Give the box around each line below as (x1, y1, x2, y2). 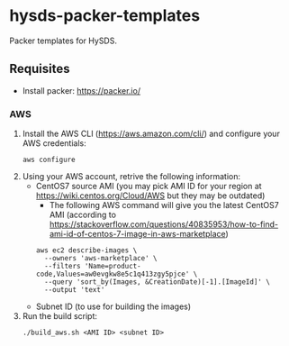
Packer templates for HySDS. (9, 35, 117, 46)
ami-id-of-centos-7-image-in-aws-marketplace (49, 229, 227, 240)
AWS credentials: (22, 138, 87, 149)
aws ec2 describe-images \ (35, 246, 138, 255)
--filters (43, 262, 81, 271)
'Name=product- (84, 262, 141, 271)
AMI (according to (49, 209, 117, 221)
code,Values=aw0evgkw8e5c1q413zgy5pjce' (35, 269, 190, 279)
